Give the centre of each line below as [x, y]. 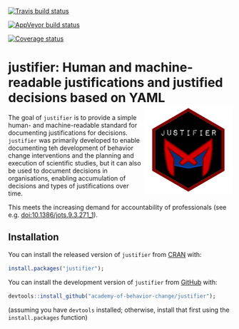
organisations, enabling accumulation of [67, 178]
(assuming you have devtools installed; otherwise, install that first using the [119, 310]
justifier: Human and [70, 67]
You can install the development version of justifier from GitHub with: [113, 282]
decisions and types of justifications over [68, 186]
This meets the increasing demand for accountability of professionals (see [117, 207]
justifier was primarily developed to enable [74, 140]
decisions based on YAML [87, 98]
